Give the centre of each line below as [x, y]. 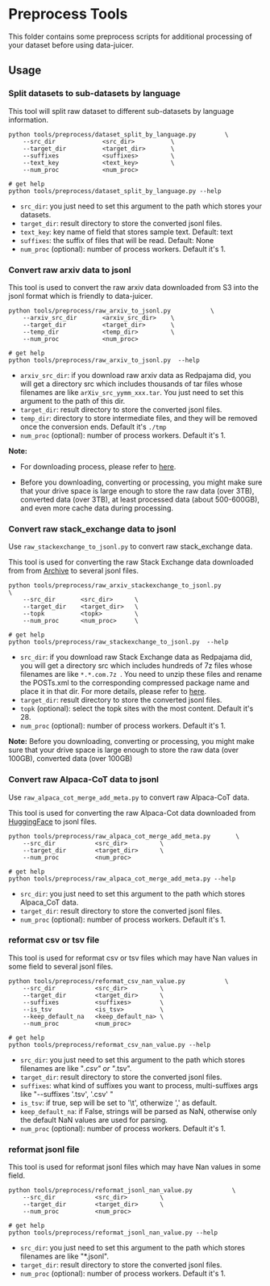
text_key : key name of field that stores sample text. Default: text [127, 232]
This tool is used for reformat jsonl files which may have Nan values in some [135, 1167]
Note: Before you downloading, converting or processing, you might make [132, 742]
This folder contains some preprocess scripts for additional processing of [130, 36]
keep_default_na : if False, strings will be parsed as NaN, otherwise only [138, 1111]
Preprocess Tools [68, 14]
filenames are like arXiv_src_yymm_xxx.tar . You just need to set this [132, 392]
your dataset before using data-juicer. [71, 44]
